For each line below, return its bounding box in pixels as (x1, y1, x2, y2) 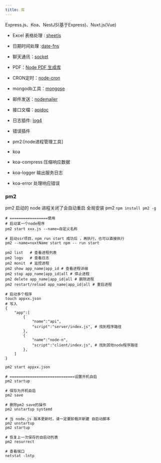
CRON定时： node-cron (12, 74, 60, 80)
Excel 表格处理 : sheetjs (12, 32, 61, 38)
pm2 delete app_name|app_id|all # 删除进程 (5, 276, 94, 281)
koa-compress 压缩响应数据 (12, 158, 70, 165)
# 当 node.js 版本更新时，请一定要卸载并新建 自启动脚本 (5, 416, 110, 421)
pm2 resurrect (5, 439, 35, 444)
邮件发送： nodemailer (12, 96, 58, 102)
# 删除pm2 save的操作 (5, 402, 46, 407)
